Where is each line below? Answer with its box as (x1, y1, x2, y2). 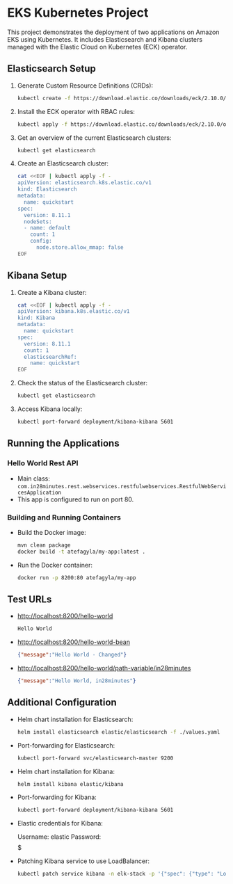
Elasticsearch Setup (7, 63, 96, 74)
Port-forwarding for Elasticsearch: (17, 741, 115, 749)
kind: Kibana (17, 314, 56, 321)
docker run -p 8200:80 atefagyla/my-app (17, 574, 136, 581)
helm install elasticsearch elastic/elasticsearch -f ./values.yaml (17, 728, 220, 735)
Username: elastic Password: (17, 833, 102, 841)
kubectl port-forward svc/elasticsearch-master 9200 (17, 755, 174, 762)
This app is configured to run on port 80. (17, 495, 134, 504)
